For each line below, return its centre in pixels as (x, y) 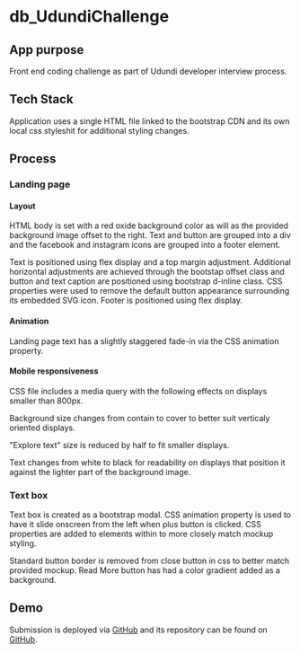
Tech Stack (41, 99)
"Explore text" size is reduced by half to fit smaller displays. (119, 445)
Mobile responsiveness (54, 371)
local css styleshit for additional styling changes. (100, 130)
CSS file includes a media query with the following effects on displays (138, 391)
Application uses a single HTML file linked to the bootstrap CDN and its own (150, 121)
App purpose (47, 50)
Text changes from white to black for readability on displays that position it (147, 462)
